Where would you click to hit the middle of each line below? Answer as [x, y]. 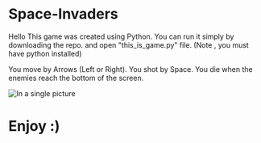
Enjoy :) [34, 126]
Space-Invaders [63, 14]
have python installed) [45, 53]
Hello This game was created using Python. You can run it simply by [121, 36]
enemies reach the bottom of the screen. [76, 78]
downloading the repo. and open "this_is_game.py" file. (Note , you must [129, 44]
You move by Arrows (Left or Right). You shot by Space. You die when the [130, 69]
